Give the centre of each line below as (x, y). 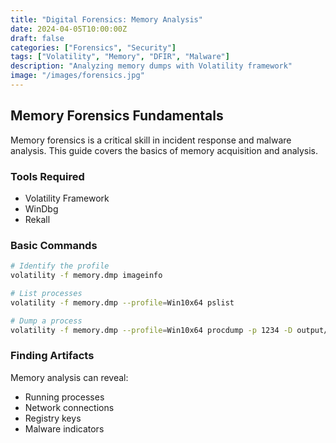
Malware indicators (64, 428)
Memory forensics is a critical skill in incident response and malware (151, 140)
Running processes (64, 397)
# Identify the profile (60, 266)
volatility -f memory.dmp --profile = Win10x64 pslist (122, 302)
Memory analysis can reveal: (69, 377)
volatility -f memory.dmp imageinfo (86, 276)
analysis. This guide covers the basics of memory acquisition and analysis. (164, 150)
